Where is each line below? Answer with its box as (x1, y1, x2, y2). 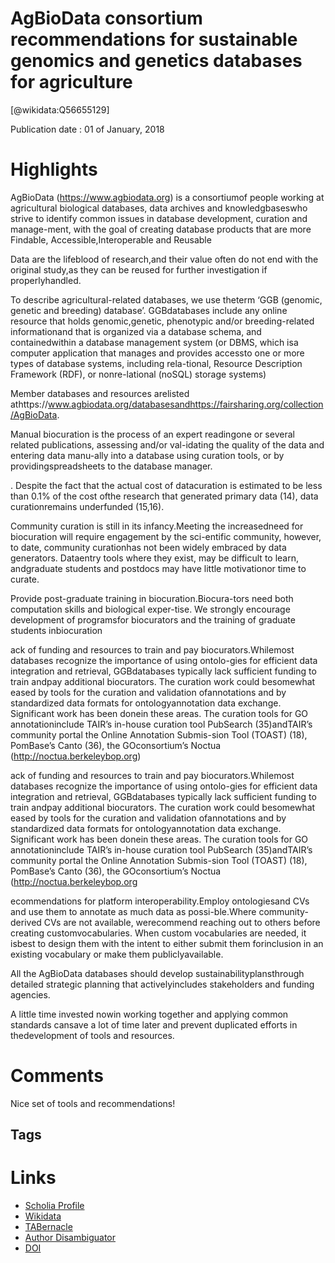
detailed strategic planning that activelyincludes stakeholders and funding (10, 978, 315, 990)
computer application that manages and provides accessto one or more (10, 347, 305, 359)
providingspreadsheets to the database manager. (10, 460, 213, 472)
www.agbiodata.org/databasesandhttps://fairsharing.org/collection (47, 398, 324, 410)
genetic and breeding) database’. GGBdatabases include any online (10, 304, 288, 316)
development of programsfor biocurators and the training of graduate (10, 613, 296, 626)
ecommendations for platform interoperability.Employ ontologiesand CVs (10, 895, 310, 907)
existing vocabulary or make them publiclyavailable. (10, 948, 224, 960)
